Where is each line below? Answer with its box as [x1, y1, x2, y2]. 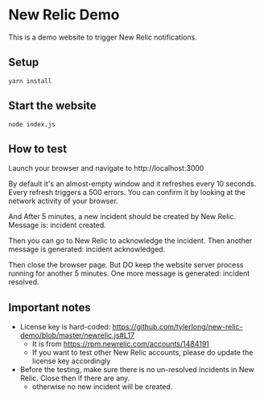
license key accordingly [31, 356, 111, 366]
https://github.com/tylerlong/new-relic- [112, 322, 243, 332]
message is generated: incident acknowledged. [8, 244, 166, 255]
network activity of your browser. [8, 196, 118, 206]
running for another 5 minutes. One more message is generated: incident [8, 268, 250, 279]
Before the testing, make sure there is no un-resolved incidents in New [19, 365, 255, 375]
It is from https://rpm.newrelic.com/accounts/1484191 [31, 339, 209, 349]
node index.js [8, 120, 56, 128]
